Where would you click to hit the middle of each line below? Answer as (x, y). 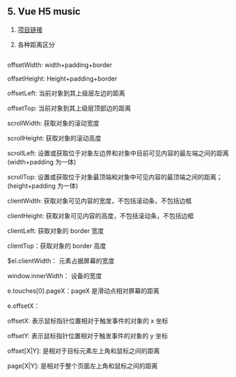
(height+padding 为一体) (43, 186)
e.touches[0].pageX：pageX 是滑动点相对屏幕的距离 (83, 291)
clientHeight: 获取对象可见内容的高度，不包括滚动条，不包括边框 (101, 215)
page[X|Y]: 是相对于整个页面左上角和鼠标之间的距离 (83, 366)
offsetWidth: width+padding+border (60, 65)
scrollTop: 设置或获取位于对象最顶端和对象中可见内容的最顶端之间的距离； (115, 176)
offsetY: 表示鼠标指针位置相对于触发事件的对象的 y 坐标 (88, 335)
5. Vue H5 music (44, 12)
